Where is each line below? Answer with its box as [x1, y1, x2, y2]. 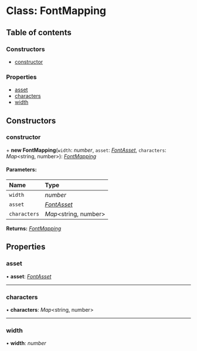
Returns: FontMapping [6, 225, 62, 232]
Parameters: [6, 166, 37, 173]
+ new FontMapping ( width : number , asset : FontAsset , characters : [6, 146, 167, 154]
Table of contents [6, 28, 72, 38]
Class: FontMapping [6, 4, 107, 18]
